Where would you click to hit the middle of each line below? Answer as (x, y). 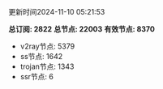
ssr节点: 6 (37, 76)
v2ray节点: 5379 (47, 46)
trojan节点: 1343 (47, 66)
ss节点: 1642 (41, 56)
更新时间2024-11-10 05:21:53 (57, 12)
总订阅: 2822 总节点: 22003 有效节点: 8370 (82, 29)
